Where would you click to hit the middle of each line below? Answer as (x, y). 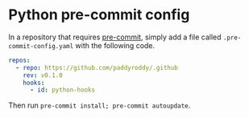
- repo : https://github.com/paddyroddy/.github (97, 67)
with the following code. (115, 45)
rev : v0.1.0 (43, 75)
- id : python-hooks (62, 90)
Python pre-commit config (99, 15)
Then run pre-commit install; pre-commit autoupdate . (100, 105)
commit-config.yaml (41, 46)
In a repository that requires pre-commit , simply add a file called (115, 37)
